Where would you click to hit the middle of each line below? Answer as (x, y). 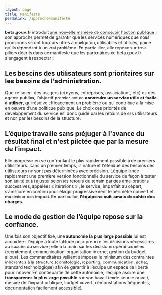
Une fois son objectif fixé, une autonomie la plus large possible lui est (75, 236)
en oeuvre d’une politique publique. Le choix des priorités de (66, 108)
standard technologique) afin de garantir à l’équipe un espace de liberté (77, 267)
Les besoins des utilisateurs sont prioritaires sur (80, 73)
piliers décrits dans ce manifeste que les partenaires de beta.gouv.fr (73, 53)
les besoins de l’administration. (53, 81)
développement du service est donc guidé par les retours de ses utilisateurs (81, 113)
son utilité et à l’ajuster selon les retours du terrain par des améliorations (77, 181)
